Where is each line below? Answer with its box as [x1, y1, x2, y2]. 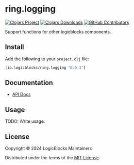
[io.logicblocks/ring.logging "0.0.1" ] [5, 65, 86, 70]
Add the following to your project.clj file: [5, 56, 89, 62]
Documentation [5, 79, 53, 87]
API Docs [12, 91, 31, 98]
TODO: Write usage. [5, 118, 45, 124]
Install [5, 43, 24, 51]
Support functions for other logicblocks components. [5, 29, 111, 34]
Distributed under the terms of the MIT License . [5, 155, 100, 161]
